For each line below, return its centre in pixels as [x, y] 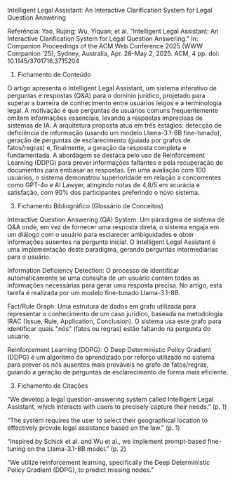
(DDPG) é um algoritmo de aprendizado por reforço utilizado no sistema [111, 357]
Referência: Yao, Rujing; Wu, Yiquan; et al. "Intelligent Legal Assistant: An [113, 31]
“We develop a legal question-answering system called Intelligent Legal [110, 399]
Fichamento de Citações [53, 386]
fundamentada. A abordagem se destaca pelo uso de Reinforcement [106, 155]
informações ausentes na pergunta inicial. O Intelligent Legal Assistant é [112, 242]
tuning [16, 449]
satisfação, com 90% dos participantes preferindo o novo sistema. [103, 192]
